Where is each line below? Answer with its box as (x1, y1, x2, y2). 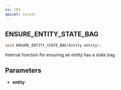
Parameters (5, 66, 42, 74)
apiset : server (5, 12, 36, 17)
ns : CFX (5, 7, 21, 12)
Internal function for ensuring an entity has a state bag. (5, 52, 116, 58)
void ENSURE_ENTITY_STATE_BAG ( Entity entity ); (5, 43, 102, 48)
